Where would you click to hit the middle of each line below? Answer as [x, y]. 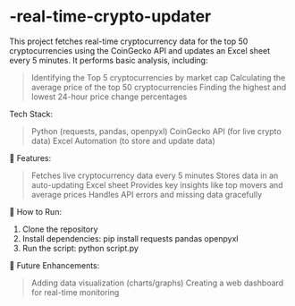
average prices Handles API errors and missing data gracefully [147, 194]
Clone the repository [60, 229]
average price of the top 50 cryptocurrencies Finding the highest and [159, 87]
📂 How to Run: [36, 211]
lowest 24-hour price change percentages [109, 97]
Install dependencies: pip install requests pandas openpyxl [130, 238]
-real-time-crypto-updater [110, 17]
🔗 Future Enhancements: [55, 265]
